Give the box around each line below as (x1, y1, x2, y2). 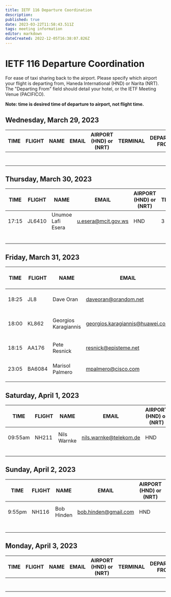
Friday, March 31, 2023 (5, 253, 80, 261)
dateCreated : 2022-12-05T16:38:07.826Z (5, 36, 90, 41)
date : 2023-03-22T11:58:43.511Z (5, 21, 74, 27)
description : (5, 12, 33, 17)
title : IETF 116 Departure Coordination (5, 7, 93, 13)
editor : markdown (5, 31, 42, 36)
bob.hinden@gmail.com (77, 508, 134, 515)
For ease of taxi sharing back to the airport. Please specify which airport (5, 75, 157, 81)
